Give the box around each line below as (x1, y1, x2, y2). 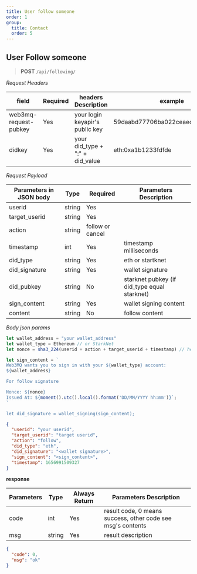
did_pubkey (9, 282, 41, 291)
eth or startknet (124, 256, 167, 264)
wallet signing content (124, 299, 185, 308)
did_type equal (124, 282, 165, 291)
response (6, 476, 30, 483)
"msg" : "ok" (11, 557, 41, 563)
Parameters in (13, 186, 54, 194)
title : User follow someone (6, 8, 75, 15)
